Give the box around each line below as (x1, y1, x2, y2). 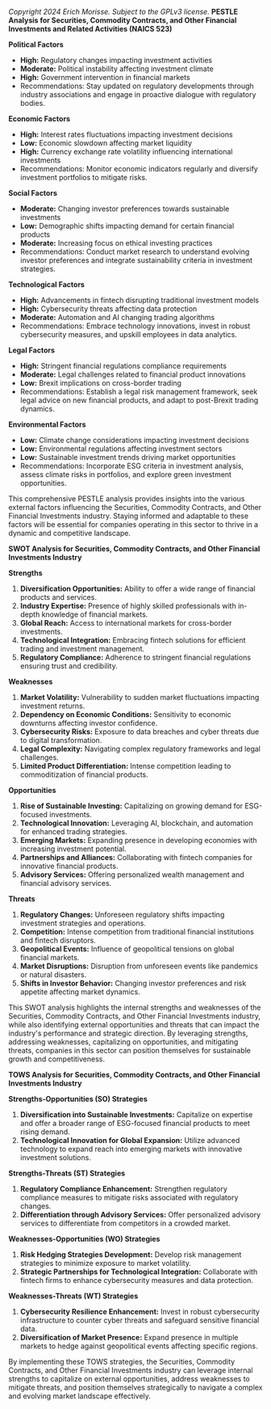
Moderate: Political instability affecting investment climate (19, 64, 214, 74)
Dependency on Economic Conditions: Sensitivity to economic (19, 710, 231, 719)
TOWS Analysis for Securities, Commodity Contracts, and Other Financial (8, 1070, 261, 1079)
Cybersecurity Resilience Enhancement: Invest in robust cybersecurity (19, 1307, 261, 1316)
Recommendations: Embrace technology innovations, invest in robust (19, 321, 251, 331)
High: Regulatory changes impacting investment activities (19, 56, 212, 65)
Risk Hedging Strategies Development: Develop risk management (19, 1250, 242, 1259)
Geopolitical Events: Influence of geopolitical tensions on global (19, 944, 235, 953)
